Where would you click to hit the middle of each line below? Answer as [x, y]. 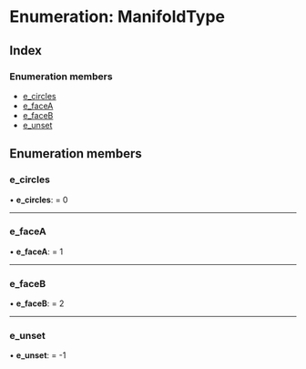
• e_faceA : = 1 [36, 251]
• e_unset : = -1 [38, 355]
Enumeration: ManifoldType [117, 17]
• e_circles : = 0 [39, 200]
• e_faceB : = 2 [37, 303]
